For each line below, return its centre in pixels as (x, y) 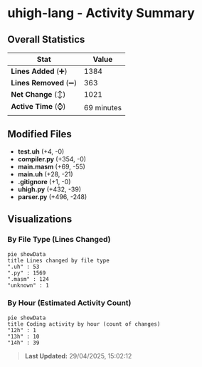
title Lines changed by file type (59, 260)
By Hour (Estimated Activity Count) (69, 303)
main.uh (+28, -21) (45, 174)
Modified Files (40, 134)
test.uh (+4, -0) (41, 151)
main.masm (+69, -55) (51, 166)
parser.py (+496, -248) (52, 196)
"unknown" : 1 (28, 285)
